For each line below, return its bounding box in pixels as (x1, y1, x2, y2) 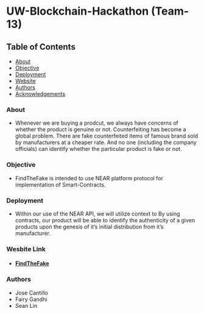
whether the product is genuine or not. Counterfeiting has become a (15, 126, 187, 133)
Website (15, 78, 37, 84)
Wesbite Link (6, 244, 46, 253)
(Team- (151, 4, 189, 18)
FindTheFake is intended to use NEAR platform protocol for (15, 174, 163, 181)
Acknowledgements (15, 90, 66, 97)
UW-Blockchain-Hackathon (6, 4, 149, 18)
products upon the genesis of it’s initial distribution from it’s (15, 223, 164, 230)
